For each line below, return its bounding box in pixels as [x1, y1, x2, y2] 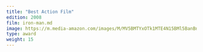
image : [6, 25, 23, 32]
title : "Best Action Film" [6, 8, 74, 15]
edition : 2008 [6, 14, 42, 20]
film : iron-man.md [6, 20, 53, 26]
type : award [6, 31, 36, 37]
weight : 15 [6, 36, 34, 42]
